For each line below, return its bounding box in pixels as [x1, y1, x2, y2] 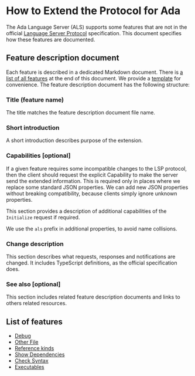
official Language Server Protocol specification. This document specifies [6, 29, 182, 36]
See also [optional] [6, 280, 61, 288]
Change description [6, 239, 64, 248]
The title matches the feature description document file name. [6, 109, 155, 116]
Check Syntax [14, 357, 49, 364]
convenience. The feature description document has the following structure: [6, 81, 190, 88]
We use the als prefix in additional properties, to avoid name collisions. [6, 225, 177, 232]
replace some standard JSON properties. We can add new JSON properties [6, 184, 189, 191]
